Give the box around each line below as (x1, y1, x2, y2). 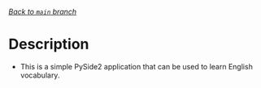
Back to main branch (8, 7, 77, 16)
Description (8, 36, 89, 53)
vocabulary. (20, 70, 60, 80)
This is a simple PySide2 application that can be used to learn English (20, 61, 254, 71)
